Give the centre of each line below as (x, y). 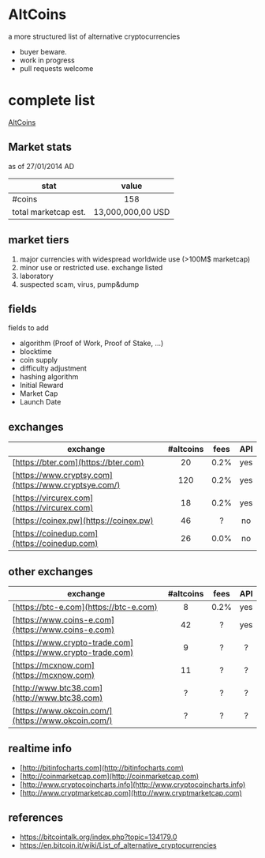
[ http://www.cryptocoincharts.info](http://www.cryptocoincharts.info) (132, 785)
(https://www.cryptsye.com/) (66, 485)
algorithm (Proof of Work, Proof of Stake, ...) (91, 343)
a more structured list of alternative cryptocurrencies (94, 36)
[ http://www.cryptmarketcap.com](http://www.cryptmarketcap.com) (131, 792)
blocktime (36, 352)
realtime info (40, 749)
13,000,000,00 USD (132, 212)
